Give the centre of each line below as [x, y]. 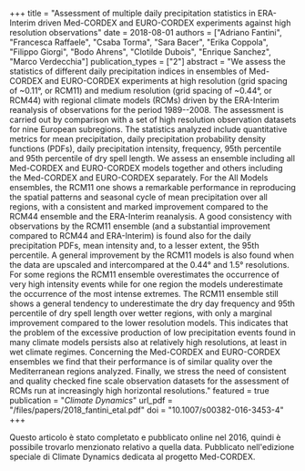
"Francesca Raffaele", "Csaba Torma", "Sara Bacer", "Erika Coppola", [139, 42]
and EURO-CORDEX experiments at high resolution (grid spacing [166, 81]
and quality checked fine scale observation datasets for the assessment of [149, 381]
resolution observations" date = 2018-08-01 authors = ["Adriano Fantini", [146, 32]
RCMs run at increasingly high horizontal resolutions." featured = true [140, 390]
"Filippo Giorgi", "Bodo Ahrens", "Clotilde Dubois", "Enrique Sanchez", [140, 52]
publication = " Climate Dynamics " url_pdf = [91, 400]
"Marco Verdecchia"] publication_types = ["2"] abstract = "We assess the [147, 61]
